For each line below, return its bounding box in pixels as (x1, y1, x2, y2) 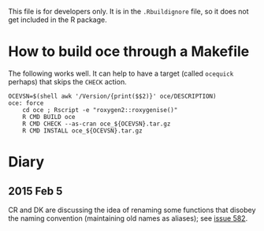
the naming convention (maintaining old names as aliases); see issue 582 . (8, 213, 248, 223)
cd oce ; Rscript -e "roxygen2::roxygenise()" (22, 106, 178, 114)
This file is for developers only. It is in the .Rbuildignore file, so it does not (8, 7, 250, 16)
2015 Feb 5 (8, 184, 63, 198)
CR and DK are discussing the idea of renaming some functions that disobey (8, 205, 256, 214)
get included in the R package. (8, 15, 108, 24)
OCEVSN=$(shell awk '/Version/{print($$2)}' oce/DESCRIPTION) (8, 92, 217, 100)
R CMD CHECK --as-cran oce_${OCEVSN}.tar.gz (22, 120, 171, 128)
